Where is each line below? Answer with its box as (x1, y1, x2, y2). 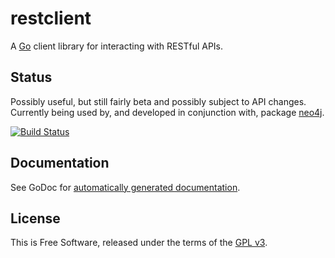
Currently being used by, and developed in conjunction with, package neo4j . (10, 106, 325, 118)
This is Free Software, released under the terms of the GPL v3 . (10, 237, 268, 249)
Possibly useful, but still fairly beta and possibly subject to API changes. (10, 95, 307, 107)
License (10, 210, 61, 227)
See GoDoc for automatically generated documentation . (10, 181, 241, 193)
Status (10, 69, 53, 86)
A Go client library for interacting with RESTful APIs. (10, 40, 224, 52)
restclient (10, 7, 92, 30)
